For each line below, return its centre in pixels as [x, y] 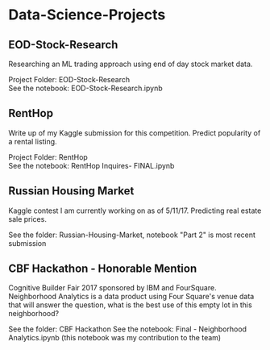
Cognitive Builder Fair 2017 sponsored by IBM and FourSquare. [112, 288]
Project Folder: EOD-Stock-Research [69, 79]
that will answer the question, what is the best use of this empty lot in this [130, 305]
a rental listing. [33, 141]
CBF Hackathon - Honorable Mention [103, 269]
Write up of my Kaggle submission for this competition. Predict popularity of [135, 133]
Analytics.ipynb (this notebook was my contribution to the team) [115, 338]
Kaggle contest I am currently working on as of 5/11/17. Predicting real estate [135, 210]
